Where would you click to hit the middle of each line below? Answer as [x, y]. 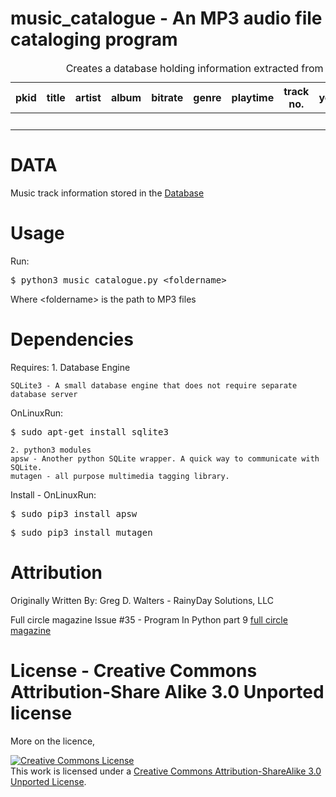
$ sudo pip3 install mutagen [81, 532]
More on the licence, [53, 741]
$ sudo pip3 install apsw [74, 513]
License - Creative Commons [134, 670]
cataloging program [94, 39]
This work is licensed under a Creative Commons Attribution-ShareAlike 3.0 [166, 771]
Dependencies [72, 339]
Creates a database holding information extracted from [194, 68]
